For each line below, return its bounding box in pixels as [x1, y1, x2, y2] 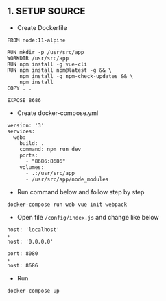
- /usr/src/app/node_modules [25, 176, 109, 183]
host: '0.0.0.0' [7, 238, 54, 245]
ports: [19, 152, 38, 159]
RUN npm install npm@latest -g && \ [7, 66, 112, 74]
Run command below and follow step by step [16, 187, 145, 196]
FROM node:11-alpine [7, 37, 67, 44]
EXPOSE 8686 [7, 96, 41, 103]
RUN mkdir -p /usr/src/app [7, 49, 84, 55]
